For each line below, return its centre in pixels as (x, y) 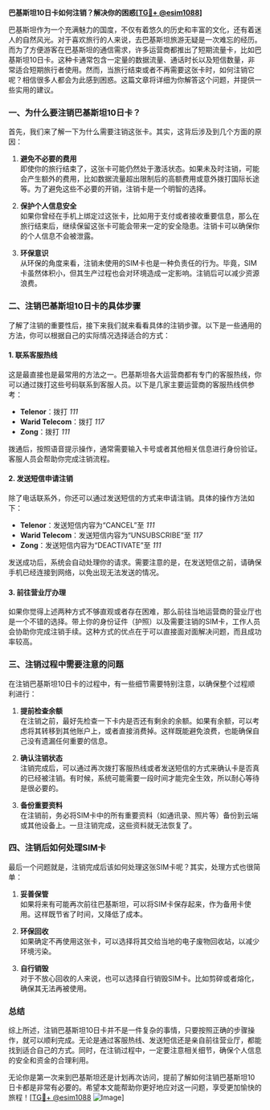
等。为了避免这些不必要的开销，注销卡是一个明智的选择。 (115, 189)
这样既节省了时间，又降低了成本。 (90, 914)
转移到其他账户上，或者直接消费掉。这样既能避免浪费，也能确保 (147, 731)
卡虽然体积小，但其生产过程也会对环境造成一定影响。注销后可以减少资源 (139, 273)
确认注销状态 (41, 757)
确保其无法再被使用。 (55, 988)
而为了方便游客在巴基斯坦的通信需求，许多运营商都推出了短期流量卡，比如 (131, 50)
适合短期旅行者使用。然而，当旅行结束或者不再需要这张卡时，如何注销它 (135, 70)
